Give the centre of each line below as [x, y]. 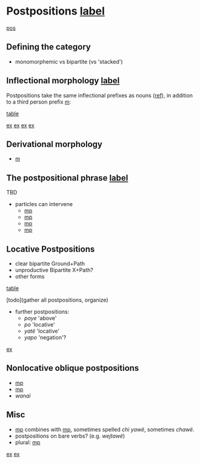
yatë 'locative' [42, 331]
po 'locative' [40, 325]
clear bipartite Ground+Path [50, 264]
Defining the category [48, 47]
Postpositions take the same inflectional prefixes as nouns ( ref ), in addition [99, 95]
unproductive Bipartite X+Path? [54, 270]
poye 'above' [40, 318]
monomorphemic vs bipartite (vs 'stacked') [69, 61]
